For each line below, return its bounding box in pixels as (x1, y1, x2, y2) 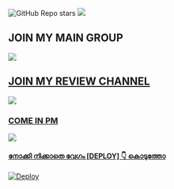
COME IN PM (8, 115, 59, 126)
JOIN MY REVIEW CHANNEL (8, 75, 150, 89)
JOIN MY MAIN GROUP (8, 32, 124, 45)
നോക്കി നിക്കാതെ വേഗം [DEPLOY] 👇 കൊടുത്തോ (8, 151, 166, 161)
